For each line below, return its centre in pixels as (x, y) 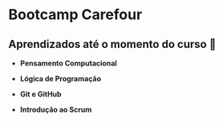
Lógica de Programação (61, 79)
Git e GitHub (41, 94)
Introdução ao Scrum (56, 110)
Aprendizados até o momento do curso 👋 (112, 44)
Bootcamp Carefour (75, 15)
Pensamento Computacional (69, 63)
